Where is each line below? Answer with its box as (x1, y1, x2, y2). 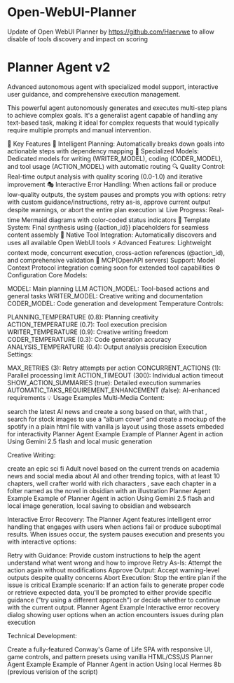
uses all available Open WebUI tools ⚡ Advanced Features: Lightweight (7, 238, 212, 247)
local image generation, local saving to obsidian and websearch (7, 502, 191, 510)
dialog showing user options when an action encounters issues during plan (7, 610, 224, 619)
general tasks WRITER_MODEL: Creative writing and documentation (7, 291, 203, 300)
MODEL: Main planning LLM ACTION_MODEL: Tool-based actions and (7, 284, 209, 293)
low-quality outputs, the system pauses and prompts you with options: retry (7, 190, 226, 198)
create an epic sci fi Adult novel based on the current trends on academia (7, 464, 219, 473)
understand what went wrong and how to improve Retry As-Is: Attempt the (7, 558, 222, 567)
